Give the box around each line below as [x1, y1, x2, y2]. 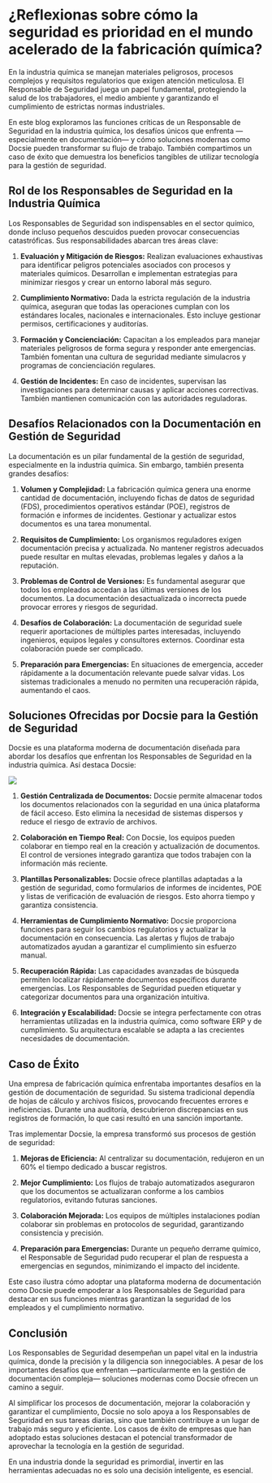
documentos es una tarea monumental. [19, 518, 152, 529]
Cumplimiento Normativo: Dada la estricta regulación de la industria [19, 292, 251, 302]
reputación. [19, 560, 59, 570]
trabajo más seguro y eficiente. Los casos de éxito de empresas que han [8, 1424, 252, 1433]
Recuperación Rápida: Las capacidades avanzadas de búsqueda [19, 966, 240, 976]
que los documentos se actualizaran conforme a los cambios [19, 1187, 225, 1196]
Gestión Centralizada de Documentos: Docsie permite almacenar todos [19, 791, 263, 801]
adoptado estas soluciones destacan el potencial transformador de [8, 1433, 233, 1442]
